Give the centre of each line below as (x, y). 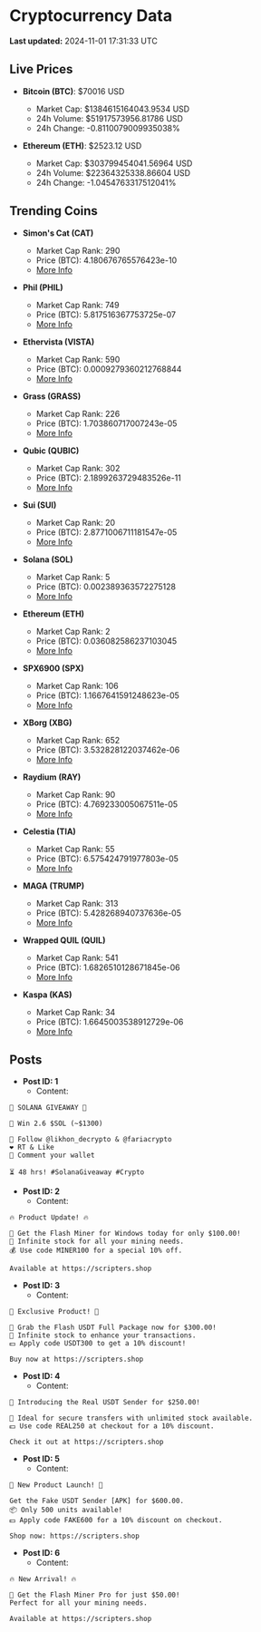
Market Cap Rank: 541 (77, 957)
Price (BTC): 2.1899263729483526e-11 (108, 478)
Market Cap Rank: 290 (78, 250)
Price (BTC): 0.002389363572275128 (106, 587)
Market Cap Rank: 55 (75, 849)
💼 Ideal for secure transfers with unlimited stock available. (131, 1418)
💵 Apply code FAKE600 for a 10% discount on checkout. (116, 1520)
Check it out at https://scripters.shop (87, 1443)
